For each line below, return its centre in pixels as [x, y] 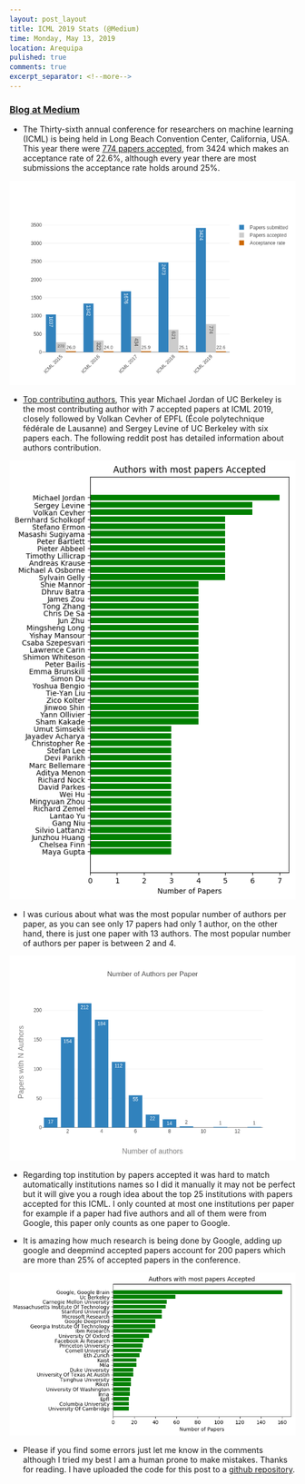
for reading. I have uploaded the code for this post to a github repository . [158, 1469]
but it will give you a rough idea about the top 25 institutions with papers [157, 1193]
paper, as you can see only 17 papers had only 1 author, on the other [150, 924]
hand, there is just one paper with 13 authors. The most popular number [157, 933]
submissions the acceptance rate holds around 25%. [121, 168]
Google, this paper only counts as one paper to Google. [126, 1222]
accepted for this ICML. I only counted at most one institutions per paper [158, 1203]
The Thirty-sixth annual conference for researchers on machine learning [158, 129]
